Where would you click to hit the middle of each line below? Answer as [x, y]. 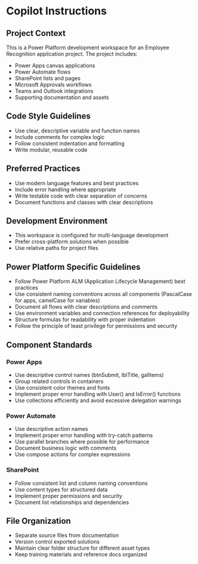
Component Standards [49, 345]
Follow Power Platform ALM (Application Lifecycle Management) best [100, 281]
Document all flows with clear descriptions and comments [86, 307]
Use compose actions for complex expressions [72, 454]
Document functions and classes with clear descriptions [84, 202]
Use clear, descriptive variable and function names [77, 131]
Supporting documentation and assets [62, 97]
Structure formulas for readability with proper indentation [85, 319]
